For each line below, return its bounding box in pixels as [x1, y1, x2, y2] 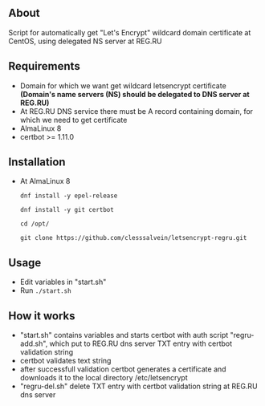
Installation [8, 156, 66, 169]
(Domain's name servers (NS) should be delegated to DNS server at [19, 89, 251, 99]
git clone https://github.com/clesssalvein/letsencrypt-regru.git [19, 234, 247, 242]
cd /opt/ [19, 220, 50, 228]
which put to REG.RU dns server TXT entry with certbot [49, 339, 233, 348]
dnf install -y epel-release [19, 192, 118, 200]
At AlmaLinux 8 [19, 177, 71, 186]
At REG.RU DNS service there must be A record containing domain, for [19, 106, 254, 116]
